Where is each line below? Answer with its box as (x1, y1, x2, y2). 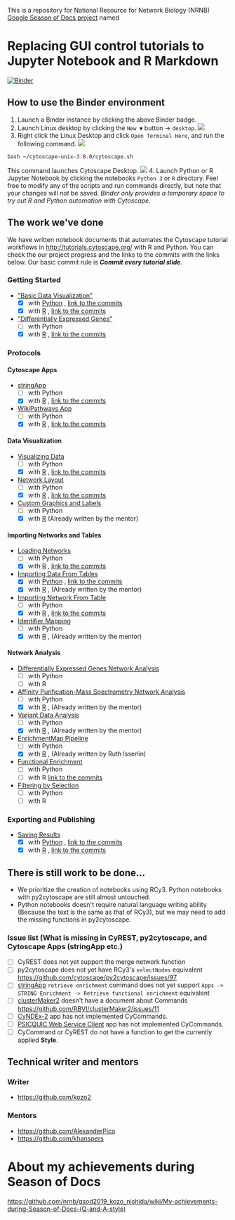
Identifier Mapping (17, 616, 72, 625)
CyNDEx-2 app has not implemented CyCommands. (17, 1012, 168, 1020)
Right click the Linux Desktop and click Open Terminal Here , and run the (17, 131, 224, 139)
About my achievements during (7, 1159, 195, 1174)
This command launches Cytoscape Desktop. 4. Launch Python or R (7, 166, 214, 174)
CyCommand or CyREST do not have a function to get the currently (17, 1027, 213, 1036)
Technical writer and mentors (7, 1056, 139, 1068)
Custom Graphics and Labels (17, 499, 102, 507)
